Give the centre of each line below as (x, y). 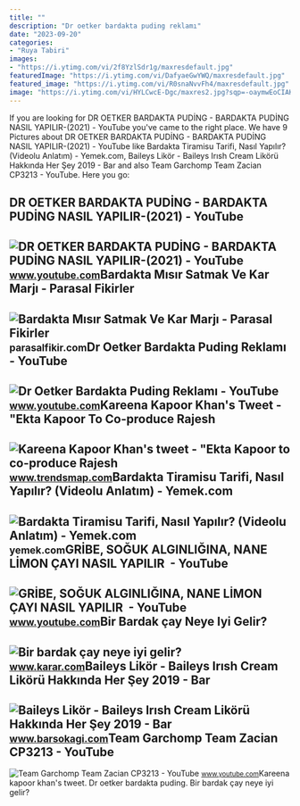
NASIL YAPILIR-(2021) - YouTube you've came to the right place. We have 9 (149, 127)
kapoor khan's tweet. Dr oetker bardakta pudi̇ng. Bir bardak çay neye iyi (142, 783)
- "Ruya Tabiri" (39, 51)
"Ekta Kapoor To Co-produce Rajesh (112, 419)
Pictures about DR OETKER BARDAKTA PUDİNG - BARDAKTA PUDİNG (137, 137)
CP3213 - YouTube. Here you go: (70, 174)
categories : (31, 42)
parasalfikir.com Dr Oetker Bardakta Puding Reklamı (148, 347)
